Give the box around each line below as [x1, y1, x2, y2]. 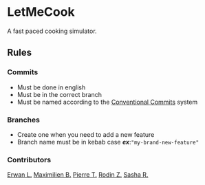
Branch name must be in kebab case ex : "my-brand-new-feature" [17, 138, 199, 146]
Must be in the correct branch [17, 90, 102, 98]
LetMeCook [7, 4, 75, 20]
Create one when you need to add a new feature [17, 130, 155, 138]
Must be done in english [17, 83, 86, 91]
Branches [7, 115, 40, 124]
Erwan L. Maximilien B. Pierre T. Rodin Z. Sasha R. [7, 171, 149, 179]
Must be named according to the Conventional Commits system [17, 98, 198, 106]
